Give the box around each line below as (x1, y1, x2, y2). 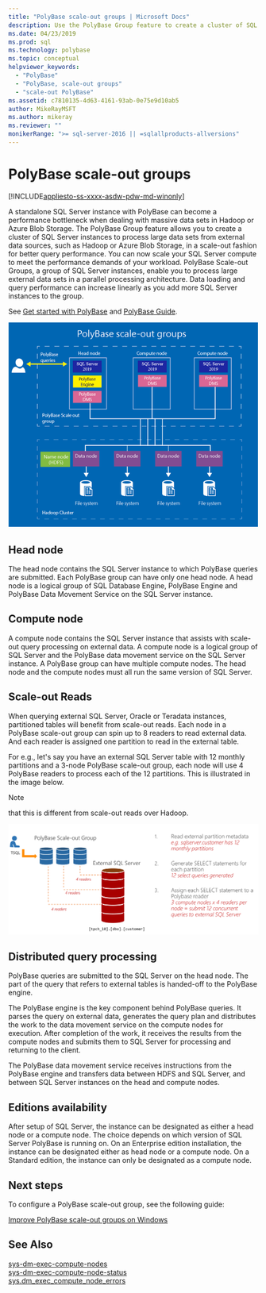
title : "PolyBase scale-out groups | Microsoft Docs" (8, 13, 191, 21)
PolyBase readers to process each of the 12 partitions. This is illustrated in (8, 768, 251, 778)
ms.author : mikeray (8, 114, 73, 121)
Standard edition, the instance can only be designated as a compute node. (8, 1156, 252, 1165)
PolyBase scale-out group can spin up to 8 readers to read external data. (8, 728, 247, 737)
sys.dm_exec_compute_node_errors (8, 1276, 126, 1285)
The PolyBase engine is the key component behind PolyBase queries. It (8, 1003, 242, 1013)
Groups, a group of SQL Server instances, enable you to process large (8, 266, 238, 275)
